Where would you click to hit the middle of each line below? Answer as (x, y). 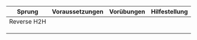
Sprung (28, 11)
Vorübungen (127, 11)
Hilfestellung (169, 11)
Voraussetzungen (78, 11)
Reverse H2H (28, 21)
